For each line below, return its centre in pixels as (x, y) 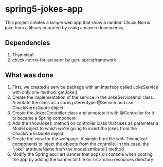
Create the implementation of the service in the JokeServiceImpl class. (83, 97)
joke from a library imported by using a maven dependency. (65, 27)
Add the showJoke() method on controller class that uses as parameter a (85, 123)
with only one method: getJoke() (45, 92)
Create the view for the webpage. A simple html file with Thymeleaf (80, 139)
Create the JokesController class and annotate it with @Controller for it (83, 112)
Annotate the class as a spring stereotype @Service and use (73, 102)
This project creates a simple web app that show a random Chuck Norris (78, 22)
